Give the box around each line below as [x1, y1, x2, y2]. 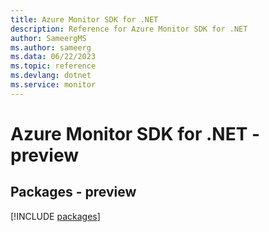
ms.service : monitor [10, 80, 97, 90]
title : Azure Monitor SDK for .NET [10, 14, 159, 25]
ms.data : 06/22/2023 [10, 52, 97, 62]
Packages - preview [10, 184, 137, 201]
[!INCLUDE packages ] [10, 210, 101, 222]
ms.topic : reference [10, 61, 97, 71]
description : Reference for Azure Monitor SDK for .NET [10, 24, 248, 34]
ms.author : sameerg [10, 42, 92, 53]
